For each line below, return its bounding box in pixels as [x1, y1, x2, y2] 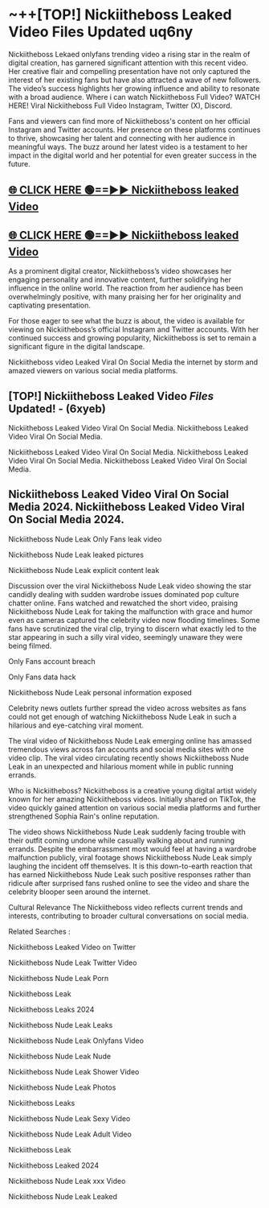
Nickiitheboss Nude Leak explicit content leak [8, 565, 160, 575]
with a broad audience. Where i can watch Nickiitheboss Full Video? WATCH [8, 92, 261, 101]
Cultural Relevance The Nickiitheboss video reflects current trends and [8, 902, 243, 912]
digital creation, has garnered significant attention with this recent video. [8, 58, 249, 68]
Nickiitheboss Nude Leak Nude [8, 1051, 111, 1061]
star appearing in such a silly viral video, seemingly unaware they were [8, 632, 243, 641]
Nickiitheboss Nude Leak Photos [8, 1082, 116, 1092]
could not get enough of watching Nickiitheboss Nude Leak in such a [8, 711, 237, 721]
